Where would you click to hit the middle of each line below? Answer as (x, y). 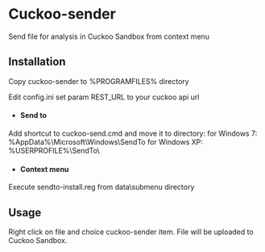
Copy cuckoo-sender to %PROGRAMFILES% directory (99, 81)
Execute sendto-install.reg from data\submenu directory (101, 187)
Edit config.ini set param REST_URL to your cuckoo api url (104, 97)
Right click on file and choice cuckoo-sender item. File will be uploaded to (131, 232)
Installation (37, 62)
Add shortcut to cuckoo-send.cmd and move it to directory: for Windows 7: (133, 133)
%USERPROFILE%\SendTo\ (54, 150)
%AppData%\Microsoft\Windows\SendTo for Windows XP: (106, 141)
